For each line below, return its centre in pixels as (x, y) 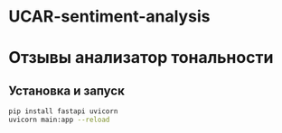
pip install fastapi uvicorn (63, 111)
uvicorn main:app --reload (59, 120)
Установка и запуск (67, 90)
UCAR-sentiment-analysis (109, 17)
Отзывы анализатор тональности (141, 58)
